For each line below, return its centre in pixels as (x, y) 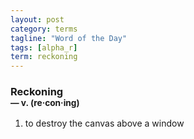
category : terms (44, 29)
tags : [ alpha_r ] (44, 47)
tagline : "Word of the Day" (69, 38)
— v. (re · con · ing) (45, 103)
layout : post (37, 19)
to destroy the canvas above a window (104, 123)
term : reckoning (44, 57)
